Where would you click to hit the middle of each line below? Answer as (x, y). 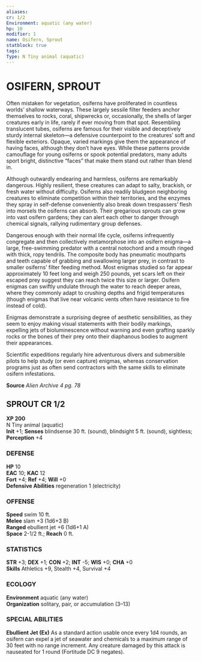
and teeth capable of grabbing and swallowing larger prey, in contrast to (95, 261)
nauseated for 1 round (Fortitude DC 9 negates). (65, 651)
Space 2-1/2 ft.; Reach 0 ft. (40, 533)
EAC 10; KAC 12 (26, 473)
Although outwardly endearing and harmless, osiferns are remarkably (92, 179)
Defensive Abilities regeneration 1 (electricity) (64, 486)
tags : (13, 51)
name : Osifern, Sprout (34, 40)
